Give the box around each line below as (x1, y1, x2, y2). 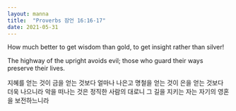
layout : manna (7, 10, 49, 18)
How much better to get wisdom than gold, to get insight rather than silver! (7, 43, 225, 52)
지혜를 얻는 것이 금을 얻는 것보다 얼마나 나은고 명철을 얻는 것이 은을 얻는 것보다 (7, 78, 224, 87)
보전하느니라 (14, 96, 49, 105)
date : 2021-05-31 (7, 23, 59, 30)
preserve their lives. (7, 64, 66, 73)
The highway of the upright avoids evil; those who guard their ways (7, 57, 203, 65)
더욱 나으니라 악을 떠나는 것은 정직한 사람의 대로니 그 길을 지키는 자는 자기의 (7, 88, 217, 96)
